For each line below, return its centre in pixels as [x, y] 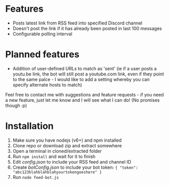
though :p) [16, 105]
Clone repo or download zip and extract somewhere [67, 145]
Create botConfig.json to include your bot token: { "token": [75, 167]
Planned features [43, 55]
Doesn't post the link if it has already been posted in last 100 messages [87, 28]
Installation [30, 126]
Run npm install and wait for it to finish [54, 156]
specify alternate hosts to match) [47, 85]
